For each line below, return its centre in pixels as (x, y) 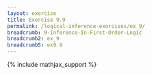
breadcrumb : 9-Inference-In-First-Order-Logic (75, 32)
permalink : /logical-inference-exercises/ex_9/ (76, 26)
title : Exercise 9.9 (37, 20)
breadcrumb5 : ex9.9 (35, 45)
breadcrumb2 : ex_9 (33, 39)
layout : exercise (32, 13)
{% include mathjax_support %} (52, 64)
